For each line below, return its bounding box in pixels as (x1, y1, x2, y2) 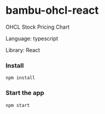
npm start (5, 102, 30, 108)
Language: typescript (5, 35, 58, 42)
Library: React (5, 46, 40, 54)
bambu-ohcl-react (5, 4, 99, 17)
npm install (5, 75, 35, 81)
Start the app (5, 89, 45, 97)
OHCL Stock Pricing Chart (5, 23, 70, 30)
